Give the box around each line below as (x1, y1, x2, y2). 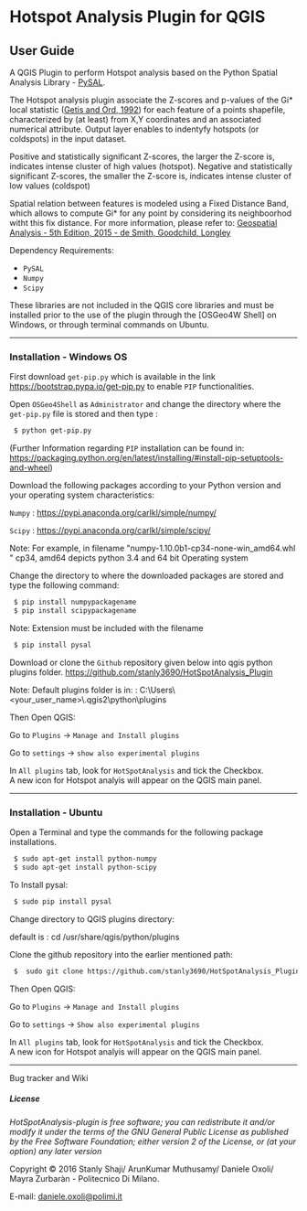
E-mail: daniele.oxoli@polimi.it (9, 1191, 123, 1202)
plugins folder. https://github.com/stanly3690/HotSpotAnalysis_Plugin (9, 666, 273, 678)
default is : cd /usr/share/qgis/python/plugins (9, 931, 180, 942)
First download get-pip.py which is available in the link (9, 371, 217, 382)
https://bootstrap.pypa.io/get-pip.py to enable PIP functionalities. (9, 381, 254, 392)
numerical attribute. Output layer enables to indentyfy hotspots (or (9, 123, 259, 134)
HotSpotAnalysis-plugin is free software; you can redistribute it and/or (9, 1116, 276, 1127)
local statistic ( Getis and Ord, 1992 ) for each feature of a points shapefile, (9, 104, 286, 115)
